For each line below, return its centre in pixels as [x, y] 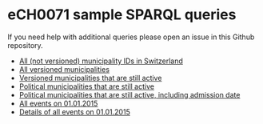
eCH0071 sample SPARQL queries [122, 15]
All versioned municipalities [64, 69]
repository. [25, 45]
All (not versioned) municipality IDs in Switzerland [101, 61]
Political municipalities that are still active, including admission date [130, 94]
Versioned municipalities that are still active [90, 78]
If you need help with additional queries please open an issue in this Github [131, 37]
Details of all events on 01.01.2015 [75, 112]
